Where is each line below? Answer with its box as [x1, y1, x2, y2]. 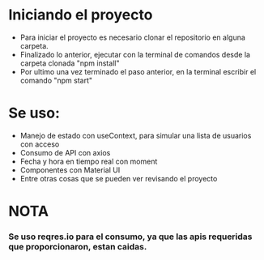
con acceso [19, 139, 60, 149]
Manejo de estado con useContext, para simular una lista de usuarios [19, 130, 252, 140]
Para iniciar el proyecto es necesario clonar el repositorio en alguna [19, 32, 245, 42]
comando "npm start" [19, 75, 93, 85]
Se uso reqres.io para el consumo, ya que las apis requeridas [8, 231, 253, 242]
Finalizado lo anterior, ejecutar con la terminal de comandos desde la [19, 49, 251, 59]
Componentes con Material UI [19, 164, 121, 175]
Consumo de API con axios [19, 147, 111, 157]
